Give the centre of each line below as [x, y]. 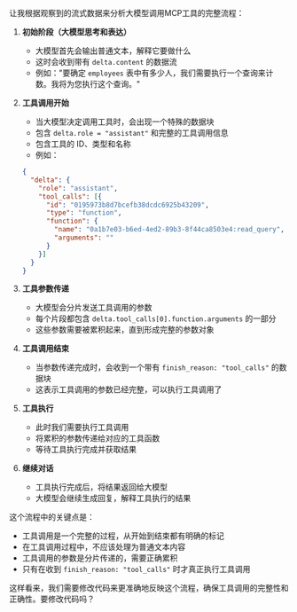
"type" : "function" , [84, 213]
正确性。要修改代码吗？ [52, 599]
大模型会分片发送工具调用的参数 [94, 308]
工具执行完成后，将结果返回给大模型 [102, 487]
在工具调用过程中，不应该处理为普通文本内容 [104, 547]
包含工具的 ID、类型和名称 [83, 144]
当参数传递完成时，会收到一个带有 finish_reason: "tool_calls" [152, 367]
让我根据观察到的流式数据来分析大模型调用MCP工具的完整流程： [127, 13]
